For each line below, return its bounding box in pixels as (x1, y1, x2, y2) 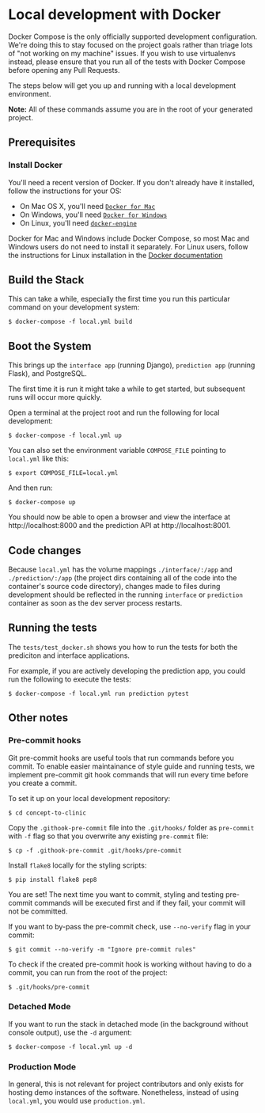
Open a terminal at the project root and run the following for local (8, 408, 220, 417)
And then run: (8, 483, 53, 492)
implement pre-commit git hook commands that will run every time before (8, 769, 249, 779)
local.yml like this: (8, 454, 70, 464)
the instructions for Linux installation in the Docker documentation (8, 250, 223, 260)
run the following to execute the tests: (8, 674, 132, 684)
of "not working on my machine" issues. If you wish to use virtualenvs (8, 48, 236, 58)
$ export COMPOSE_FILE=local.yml (8, 469, 119, 477)
